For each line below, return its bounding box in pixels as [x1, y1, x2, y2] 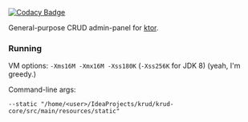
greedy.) [8, 69, 36, 79]
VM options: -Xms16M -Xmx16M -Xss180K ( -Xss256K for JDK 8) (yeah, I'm [8, 61, 241, 71]
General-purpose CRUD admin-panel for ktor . [8, 23, 159, 32]
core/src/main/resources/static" [8, 108, 120, 116]
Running [8, 42, 43, 53]
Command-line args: [8, 85, 76, 95]
